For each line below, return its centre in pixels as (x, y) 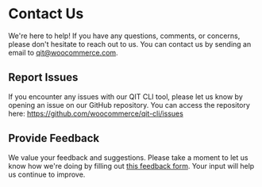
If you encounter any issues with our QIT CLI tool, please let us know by (126, 97)
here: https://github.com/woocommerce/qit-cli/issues (96, 113)
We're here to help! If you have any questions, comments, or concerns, (124, 36)
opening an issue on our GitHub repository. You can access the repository (129, 105)
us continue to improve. (47, 174)
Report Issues (43, 77)
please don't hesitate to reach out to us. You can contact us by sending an (130, 44)
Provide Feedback (54, 138)
